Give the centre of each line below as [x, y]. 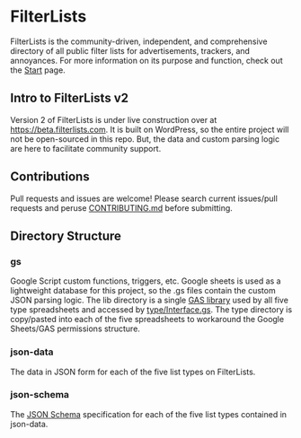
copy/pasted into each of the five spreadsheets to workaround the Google [147, 320]
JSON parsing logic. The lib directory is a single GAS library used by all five [149, 300]
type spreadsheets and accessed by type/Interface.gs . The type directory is [151, 310]
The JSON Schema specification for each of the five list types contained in [148, 414]
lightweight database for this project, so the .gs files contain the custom [143, 291]
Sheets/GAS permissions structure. [75, 328]
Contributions [50, 177]
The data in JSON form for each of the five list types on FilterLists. [133, 372]
